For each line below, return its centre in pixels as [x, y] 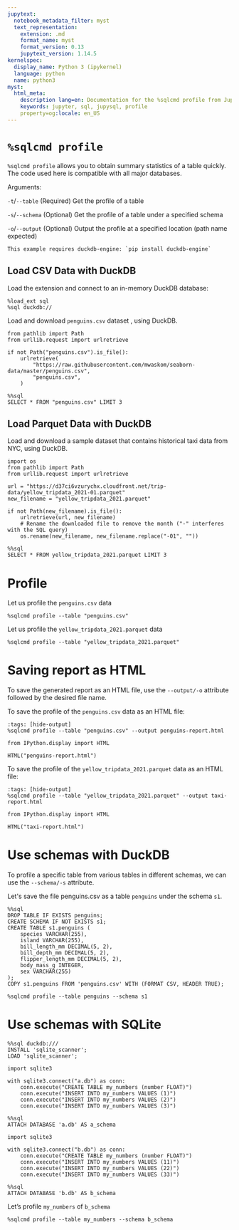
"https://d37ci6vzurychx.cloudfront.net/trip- [96, 486]
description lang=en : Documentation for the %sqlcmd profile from [121, 100]
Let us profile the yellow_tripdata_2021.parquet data [85, 629]
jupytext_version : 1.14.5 [59, 54]
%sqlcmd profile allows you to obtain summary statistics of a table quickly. [117, 165]
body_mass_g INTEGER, [52, 966]
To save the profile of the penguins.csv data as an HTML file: [96, 712]
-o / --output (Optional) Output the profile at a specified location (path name [117, 228]
